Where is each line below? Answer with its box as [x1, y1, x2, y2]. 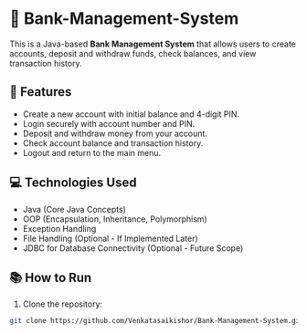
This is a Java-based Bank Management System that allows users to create [9, 38, 297, 49]
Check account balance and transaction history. [22, 137, 204, 149]
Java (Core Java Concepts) [22, 204, 126, 214]
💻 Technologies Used [9, 175, 137, 191]
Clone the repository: [22, 298, 103, 309]
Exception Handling [22, 223, 97, 234]
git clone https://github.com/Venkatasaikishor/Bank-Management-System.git [9, 317, 304, 326]
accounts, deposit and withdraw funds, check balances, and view [9, 47, 257, 58]
